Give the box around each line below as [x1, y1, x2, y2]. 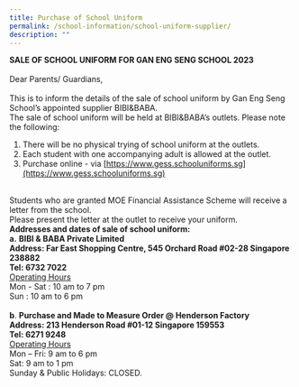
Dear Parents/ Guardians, [9, 74, 104, 85]
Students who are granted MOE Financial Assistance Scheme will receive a [9, 195, 287, 206]
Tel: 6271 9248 [9, 329, 67, 340]
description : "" [9, 30, 70, 39]
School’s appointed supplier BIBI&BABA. [9, 103, 159, 114]
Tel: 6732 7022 [9, 263, 68, 273]
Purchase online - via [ [22, 159, 107, 170]
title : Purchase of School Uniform [9, 13, 143, 23]
